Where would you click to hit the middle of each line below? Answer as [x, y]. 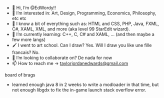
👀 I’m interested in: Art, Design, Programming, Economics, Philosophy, [84, 13]
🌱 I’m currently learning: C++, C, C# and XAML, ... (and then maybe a [83, 34]
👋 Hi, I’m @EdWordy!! [34, 8]
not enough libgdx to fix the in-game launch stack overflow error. [79, 90]
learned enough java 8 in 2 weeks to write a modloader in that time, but [85, 84]
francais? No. [26, 52]
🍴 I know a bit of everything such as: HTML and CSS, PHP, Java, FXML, [85, 23]
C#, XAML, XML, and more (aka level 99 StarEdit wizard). [71, 29]
